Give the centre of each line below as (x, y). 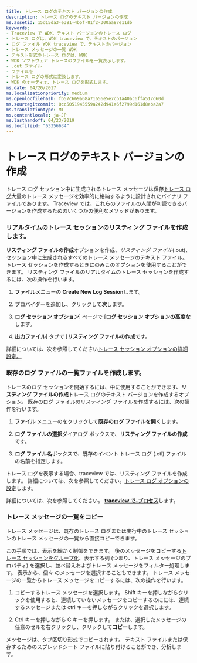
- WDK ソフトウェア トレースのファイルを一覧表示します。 (67, 60)
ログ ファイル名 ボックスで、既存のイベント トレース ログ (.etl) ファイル (100, 453)
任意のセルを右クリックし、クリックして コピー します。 (81, 627)
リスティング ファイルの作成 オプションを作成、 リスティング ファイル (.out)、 (98, 250)
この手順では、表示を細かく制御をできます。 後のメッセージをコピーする (94, 550)
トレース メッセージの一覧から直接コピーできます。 (78, 538)
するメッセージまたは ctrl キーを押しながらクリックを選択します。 (94, 607)
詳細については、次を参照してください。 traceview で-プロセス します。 (92, 500)
